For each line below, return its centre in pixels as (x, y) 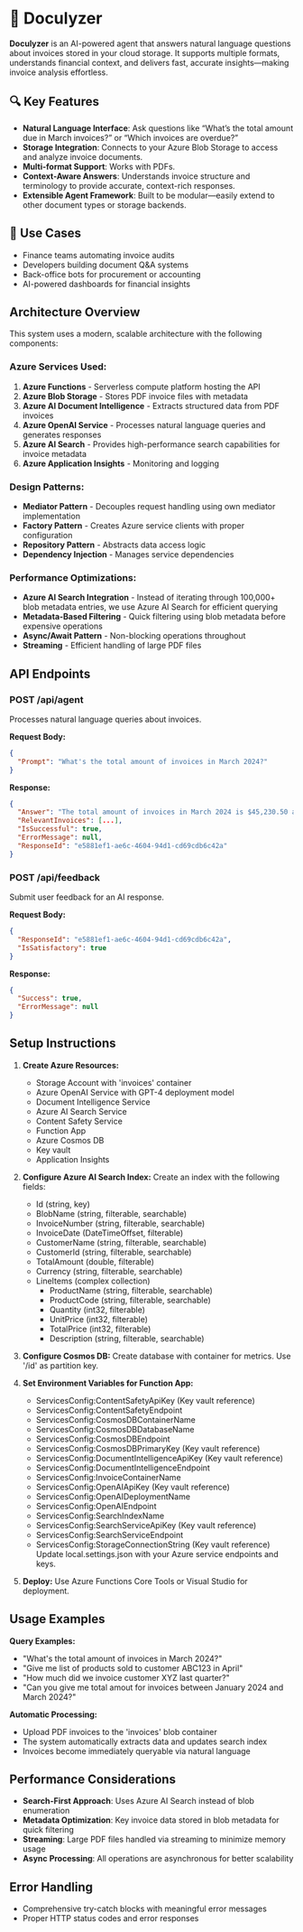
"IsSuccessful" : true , (60, 829)
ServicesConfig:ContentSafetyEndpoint (109, 1410)
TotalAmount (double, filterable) (95, 1261)
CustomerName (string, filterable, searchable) (121, 1242)
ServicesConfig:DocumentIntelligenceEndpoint (123, 1468)
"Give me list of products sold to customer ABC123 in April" (133, 1668)
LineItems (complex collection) (93, 1281)
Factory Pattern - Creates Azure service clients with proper (133, 525)
